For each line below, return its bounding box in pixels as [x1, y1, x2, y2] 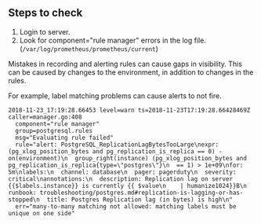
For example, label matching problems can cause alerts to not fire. [8, 90, 222, 101]
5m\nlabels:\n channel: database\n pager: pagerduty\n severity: [8, 168, 237, 176]
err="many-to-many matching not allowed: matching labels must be [15, 202, 237, 211]
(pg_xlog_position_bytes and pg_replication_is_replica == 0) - [8, 147, 223, 156]
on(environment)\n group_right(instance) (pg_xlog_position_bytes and [8, 154, 247, 162]
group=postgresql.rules [15, 127, 92, 134]
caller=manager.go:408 [8, 113, 82, 121]
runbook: [8, 189, 37, 196]
